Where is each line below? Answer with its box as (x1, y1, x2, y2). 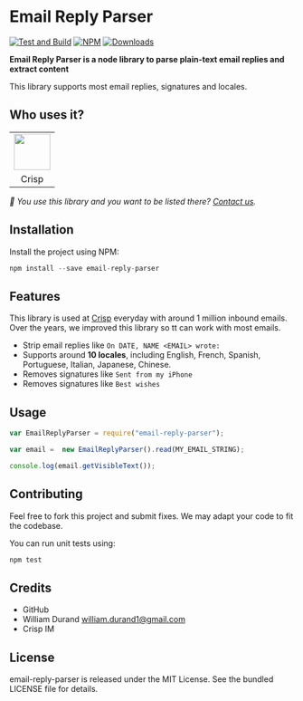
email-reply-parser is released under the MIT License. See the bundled (9, 674, 274, 685)
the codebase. (9, 520, 63, 531)
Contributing (9, 486, 83, 502)
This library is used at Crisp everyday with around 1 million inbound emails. (9, 312, 288, 323)
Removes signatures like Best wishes (22, 379, 161, 389)
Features (9, 288, 61, 304)
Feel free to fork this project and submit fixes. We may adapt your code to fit (9, 510, 294, 522)
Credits (9, 580, 52, 595)
